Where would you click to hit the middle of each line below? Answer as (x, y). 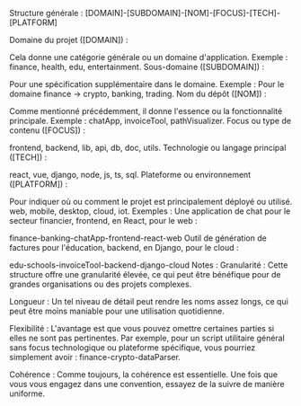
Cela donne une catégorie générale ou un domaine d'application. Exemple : (149, 57)
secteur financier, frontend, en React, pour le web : (103, 221)
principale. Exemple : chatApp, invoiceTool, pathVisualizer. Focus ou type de (150, 121)
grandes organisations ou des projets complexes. (101, 284)
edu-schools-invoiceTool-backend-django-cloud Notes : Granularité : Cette (149, 265)
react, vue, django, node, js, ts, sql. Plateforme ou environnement (130, 175)
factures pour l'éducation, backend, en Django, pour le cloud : (124, 247)
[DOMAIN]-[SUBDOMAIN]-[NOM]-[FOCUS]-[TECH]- (183, 13)
